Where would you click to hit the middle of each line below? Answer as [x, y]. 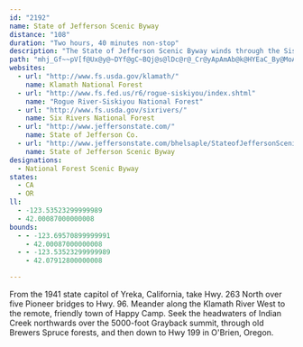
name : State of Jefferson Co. [83, 135]
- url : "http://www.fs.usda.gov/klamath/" [98, 77]
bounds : [24, 227]
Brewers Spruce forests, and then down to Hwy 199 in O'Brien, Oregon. [142, 333]
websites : [28, 68]
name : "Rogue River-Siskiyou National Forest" [115, 101]
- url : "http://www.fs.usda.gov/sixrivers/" [102, 110]
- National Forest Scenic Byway [78, 169]
